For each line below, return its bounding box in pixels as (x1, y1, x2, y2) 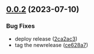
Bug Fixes (6, 22, 35, 30)
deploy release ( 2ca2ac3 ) (14, 35, 78, 42)
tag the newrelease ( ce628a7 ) (14, 41, 89, 48)
